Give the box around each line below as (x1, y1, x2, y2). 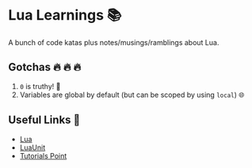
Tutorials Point (19, 151, 67, 160)
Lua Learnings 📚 (8, 6, 122, 24)
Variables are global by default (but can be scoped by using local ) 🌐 (19, 90, 245, 99)
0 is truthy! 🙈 (19, 81, 61, 91)
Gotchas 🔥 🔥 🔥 (8, 61, 82, 74)
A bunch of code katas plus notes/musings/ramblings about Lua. (8, 37, 220, 47)
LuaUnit (19, 143, 46, 152)
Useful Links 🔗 (8, 114, 81, 127)
